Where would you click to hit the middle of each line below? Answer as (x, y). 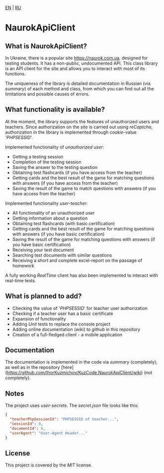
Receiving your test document (43, 250)
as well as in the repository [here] (39, 367)
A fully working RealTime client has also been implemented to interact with (82, 275)
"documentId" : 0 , (28, 428)
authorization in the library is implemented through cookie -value (71, 132)
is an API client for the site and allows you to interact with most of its (75, 69)
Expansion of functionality (39, 318)
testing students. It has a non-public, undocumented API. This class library (82, 63)
